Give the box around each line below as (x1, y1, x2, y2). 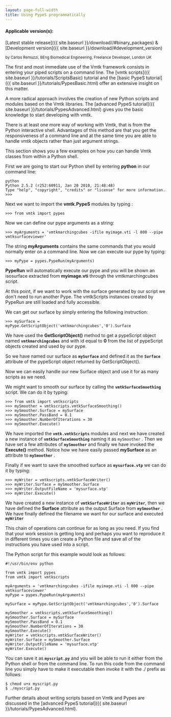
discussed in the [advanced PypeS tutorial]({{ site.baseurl (5, 700, 127, 706)
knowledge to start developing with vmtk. (5, 111, 92, 118)
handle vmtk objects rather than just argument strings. (5, 138, 119, 144)
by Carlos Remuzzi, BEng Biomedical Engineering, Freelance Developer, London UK (5, 55, 152, 60)
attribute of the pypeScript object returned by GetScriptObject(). (5, 358, 140, 365)
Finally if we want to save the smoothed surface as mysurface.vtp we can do (5, 462, 166, 468)
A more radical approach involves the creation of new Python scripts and (5, 95, 159, 101)
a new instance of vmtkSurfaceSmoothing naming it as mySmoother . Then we (5, 436, 163, 442)
